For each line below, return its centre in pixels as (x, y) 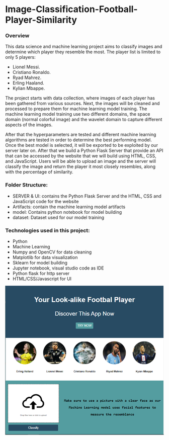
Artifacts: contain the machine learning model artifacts (69, 207)
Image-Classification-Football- (71, 9)
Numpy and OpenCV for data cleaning (52, 252)
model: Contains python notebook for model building (67, 212)
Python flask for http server (41, 274)
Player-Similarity (41, 20)
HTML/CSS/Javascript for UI (42, 279)
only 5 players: (21, 57)
